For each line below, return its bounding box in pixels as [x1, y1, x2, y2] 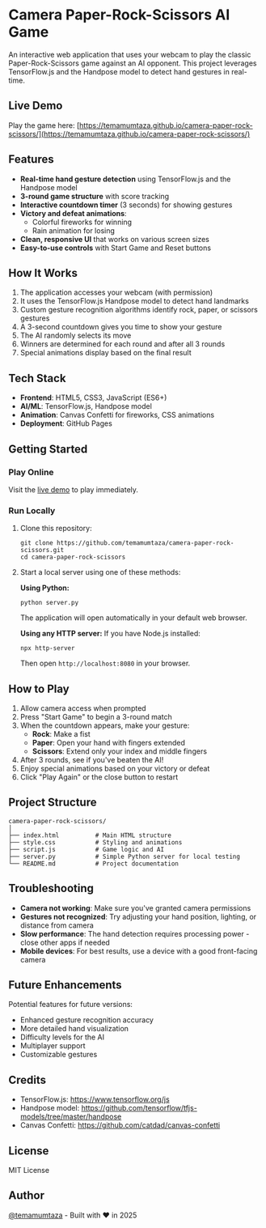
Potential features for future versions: [8, 1000, 133, 1009]
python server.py [19, 599, 79, 607]
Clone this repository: [19, 524, 92, 533]
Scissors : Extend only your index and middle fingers [32, 746, 208, 756]
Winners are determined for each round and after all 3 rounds [19, 339, 226, 349]
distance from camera [19, 920, 95, 930]
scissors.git [19, 546, 65, 555]
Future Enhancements [8, 978, 123, 992]
